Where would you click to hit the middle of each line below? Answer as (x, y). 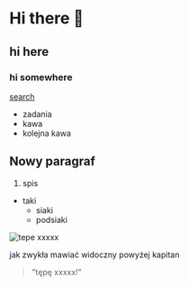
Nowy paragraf (53, 161)
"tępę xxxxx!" (57, 272)
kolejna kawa (47, 133)
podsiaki (51, 219)
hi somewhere (41, 77)
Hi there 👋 (46, 18)
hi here (29, 52)
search (22, 96)
